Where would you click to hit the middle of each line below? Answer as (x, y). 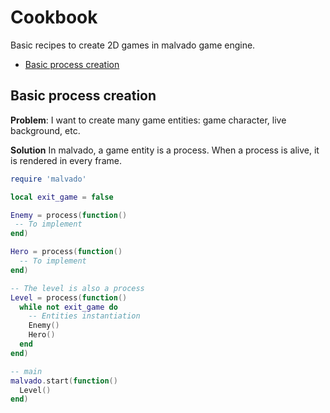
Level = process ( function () (69, 297)
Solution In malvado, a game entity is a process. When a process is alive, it (165, 150)
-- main (26, 371)
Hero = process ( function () (66, 252)
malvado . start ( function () (64, 381)
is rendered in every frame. (66, 160)
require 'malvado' (48, 179)
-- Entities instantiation (84, 316)
